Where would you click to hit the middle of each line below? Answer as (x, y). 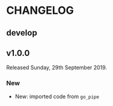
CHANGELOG (40, 11)
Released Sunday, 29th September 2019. (56, 67)
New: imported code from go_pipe (57, 96)
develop (22, 33)
